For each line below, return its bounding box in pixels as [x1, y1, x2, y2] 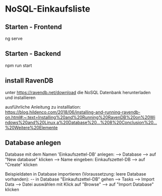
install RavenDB [5, 77, 54, 85]
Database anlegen [5, 139, 61, 147]
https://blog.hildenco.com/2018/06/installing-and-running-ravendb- [5, 109, 141, 115]
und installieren [5, 95, 36, 100]
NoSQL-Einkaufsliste [5, 3, 90, 15]
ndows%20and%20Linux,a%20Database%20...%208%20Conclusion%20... [5, 119, 157, 125]
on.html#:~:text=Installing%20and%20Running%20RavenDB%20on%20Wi [5, 114, 156, 120]
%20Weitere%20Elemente [5, 125, 58, 131]
